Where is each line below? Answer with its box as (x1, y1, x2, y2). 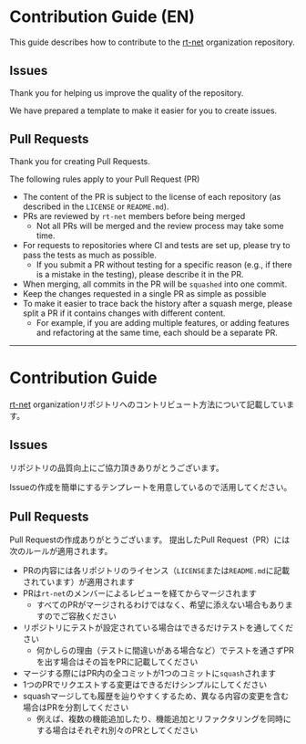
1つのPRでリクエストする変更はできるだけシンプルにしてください (22, 679, 267, 690)
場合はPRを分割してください (22, 702, 129, 713)
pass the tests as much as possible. (22, 249, 158, 260)
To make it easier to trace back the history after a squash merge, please (22, 298, 293, 309)
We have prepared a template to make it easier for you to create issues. (9, 105, 278, 116)
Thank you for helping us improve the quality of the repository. (9, 87, 244, 98)
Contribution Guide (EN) (9, 6, 196, 27)
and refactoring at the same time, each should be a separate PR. (36, 327, 278, 338)
